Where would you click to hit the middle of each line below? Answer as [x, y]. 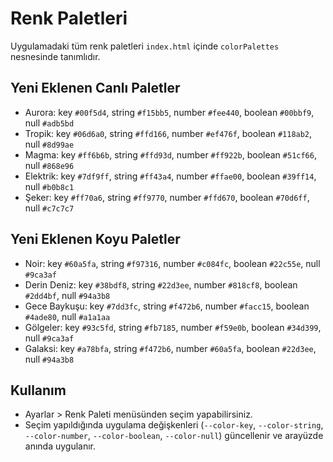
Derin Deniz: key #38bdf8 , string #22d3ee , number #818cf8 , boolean [161, 284]
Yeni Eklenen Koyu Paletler [95, 239]
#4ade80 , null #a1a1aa [67, 316]
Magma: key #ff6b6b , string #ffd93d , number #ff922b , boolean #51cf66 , [170, 154]
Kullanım [38, 390]
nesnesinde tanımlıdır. [55, 56]
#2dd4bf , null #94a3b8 [67, 295]
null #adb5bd [49, 123]
